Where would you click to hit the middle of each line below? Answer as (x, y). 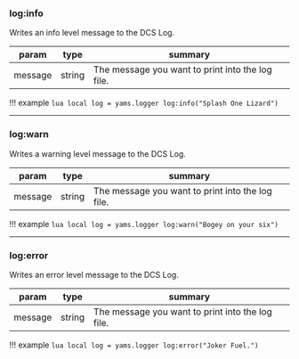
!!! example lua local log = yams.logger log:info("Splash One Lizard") (144, 103)
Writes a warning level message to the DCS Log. (98, 153)
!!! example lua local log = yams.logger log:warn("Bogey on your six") (144, 224)
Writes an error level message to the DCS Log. (94, 274)
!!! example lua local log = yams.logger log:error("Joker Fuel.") (134, 345)
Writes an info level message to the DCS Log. (92, 33)
